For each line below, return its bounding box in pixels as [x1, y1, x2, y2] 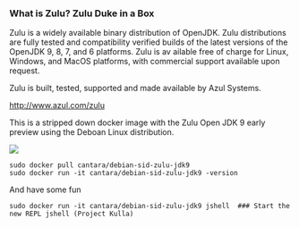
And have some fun [9, 184, 81, 195]
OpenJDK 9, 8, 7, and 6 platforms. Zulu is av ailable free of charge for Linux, [9, 46, 289, 57]
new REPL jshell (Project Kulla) [9, 209, 134, 219]
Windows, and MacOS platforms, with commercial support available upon [9, 56, 280, 67]
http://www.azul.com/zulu [9, 100, 106, 111]
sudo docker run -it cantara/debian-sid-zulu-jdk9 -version [9, 169, 239, 178]
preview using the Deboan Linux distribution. [9, 127, 175, 138]
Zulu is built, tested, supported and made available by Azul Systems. [9, 83, 261, 94]
